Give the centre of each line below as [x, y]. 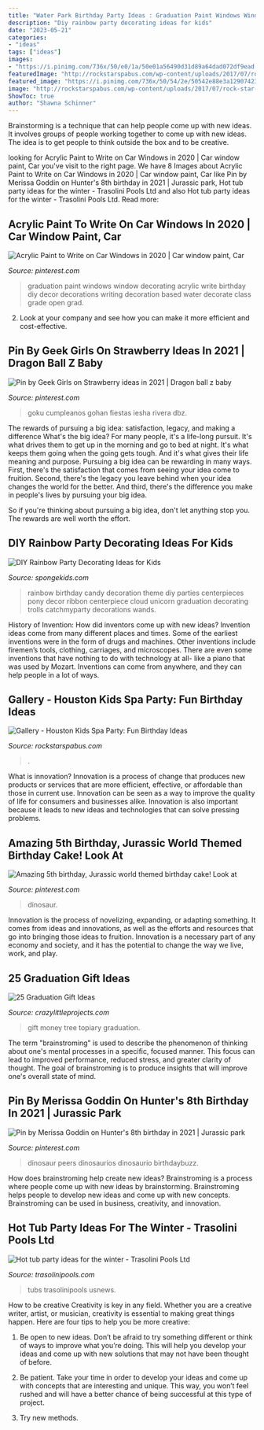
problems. [24, 818]
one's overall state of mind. [52, 1076]
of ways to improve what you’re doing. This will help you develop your [132, 1345]
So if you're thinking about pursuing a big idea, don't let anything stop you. [129, 510]
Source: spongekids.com [48, 577]
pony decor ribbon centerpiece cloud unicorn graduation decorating [138, 601]
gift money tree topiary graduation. [84, 1027]
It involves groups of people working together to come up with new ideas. [128, 134]
